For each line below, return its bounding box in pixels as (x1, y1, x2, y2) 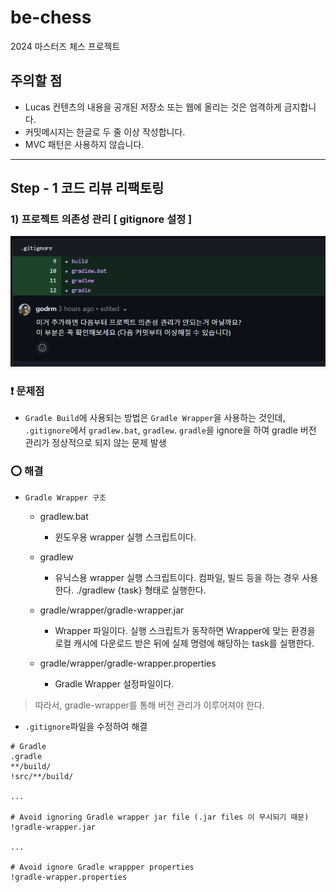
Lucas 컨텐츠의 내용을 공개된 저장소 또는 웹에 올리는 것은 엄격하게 (24, 101, 282, 113)
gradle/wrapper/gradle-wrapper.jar (39, 604, 185, 616)
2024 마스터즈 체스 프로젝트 (10, 40, 121, 52)
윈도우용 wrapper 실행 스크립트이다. (54, 531, 197, 543)
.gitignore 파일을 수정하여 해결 (24, 720, 148, 732)
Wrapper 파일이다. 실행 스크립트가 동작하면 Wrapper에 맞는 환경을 (54, 624, 316, 636)
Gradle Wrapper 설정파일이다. (54, 677, 175, 690)
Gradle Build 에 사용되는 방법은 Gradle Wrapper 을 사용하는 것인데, (24, 412, 286, 424)
